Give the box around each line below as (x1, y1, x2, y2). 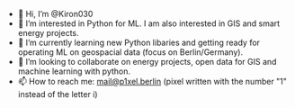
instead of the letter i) (17, 89, 98, 99)
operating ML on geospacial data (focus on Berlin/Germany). (17, 47, 244, 58)
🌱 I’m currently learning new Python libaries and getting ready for (17, 37, 261, 48)
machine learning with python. (17, 66, 131, 76)
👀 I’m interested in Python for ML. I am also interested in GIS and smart (17, 18, 281, 29)
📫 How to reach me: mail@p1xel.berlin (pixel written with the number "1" (17, 76, 288, 86)
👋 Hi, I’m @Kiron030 (17, 9, 94, 19)
